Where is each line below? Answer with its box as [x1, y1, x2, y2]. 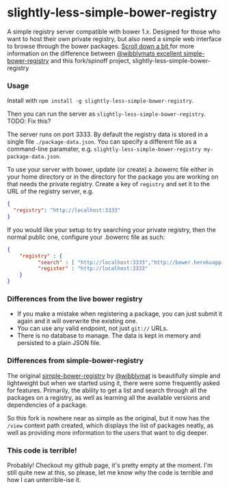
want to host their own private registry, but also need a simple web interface [7, 34, 222, 42]
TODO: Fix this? [7, 117, 51, 125]
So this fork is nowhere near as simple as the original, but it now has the [7, 414, 210, 422]
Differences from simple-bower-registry [7, 356, 144, 366]
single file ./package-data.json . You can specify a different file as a [7, 138, 197, 146]
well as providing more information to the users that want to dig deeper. [7, 428, 208, 436]
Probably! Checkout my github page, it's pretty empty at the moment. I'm [7, 461, 213, 469]
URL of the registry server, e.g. [7, 187, 94, 196]
